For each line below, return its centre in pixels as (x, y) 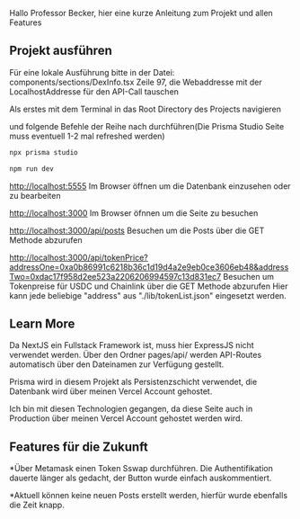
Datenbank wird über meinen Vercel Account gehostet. (111, 391)
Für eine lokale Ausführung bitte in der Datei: (92, 72)
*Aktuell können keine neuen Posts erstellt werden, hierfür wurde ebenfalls (149, 496)
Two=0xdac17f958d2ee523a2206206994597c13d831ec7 (115, 276)
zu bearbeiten (35, 195)
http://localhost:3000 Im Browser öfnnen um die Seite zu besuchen (134, 213)
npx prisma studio (44, 152)
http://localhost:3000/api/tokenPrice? (79, 257)
